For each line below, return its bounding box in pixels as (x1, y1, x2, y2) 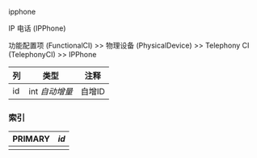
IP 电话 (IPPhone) (8, 23, 66, 33)
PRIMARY (12, 133, 50, 144)
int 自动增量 (28, 86, 73, 97)
